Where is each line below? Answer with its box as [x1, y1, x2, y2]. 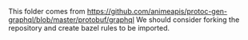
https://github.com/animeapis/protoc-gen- [86, 7, 228, 16]
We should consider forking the [135, 15, 240, 24]
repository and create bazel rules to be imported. [8, 24, 170, 32]
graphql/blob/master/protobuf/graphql [8, 15, 134, 24]
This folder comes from [8, 7, 86, 16]
